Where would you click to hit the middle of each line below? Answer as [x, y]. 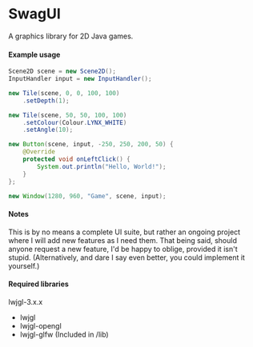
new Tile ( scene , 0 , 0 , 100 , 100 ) [64, 93]
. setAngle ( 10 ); [48, 130]
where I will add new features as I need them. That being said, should [123, 240]
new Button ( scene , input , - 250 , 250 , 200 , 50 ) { [91, 145]
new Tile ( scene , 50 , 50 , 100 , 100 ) [68, 115]
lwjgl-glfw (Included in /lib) [64, 334]
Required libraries [39, 284]
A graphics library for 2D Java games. [71, 36]
